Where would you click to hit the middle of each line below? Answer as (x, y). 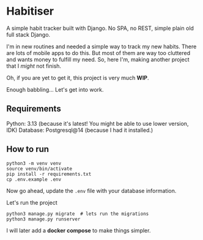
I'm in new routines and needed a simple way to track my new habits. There (102, 46)
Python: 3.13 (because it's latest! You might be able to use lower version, (98, 123)
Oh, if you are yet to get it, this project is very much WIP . (78, 78)
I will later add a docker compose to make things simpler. (79, 230)
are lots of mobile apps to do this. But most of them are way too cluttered (98, 53)
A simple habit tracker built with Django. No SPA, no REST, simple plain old (100, 28)
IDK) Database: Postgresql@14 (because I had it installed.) (80, 130)
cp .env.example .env (34, 179)
